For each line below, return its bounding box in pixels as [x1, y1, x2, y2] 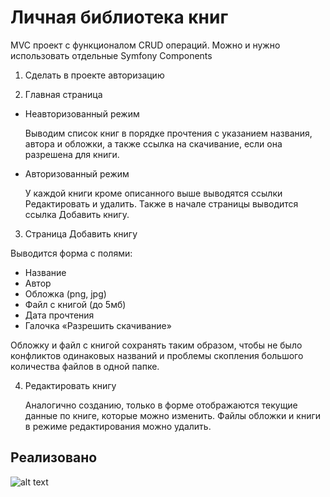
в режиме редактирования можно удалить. [24, 420, 212, 432]
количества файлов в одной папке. [10, 360, 160, 372]
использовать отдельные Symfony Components [10, 49, 213, 61]
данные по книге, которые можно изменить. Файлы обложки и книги [24, 409, 322, 421]
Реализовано [10, 449, 98, 466]
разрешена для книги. [24, 148, 120, 160]
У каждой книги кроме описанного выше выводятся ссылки [24, 187, 283, 199]
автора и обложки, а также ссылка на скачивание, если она [24, 137, 283, 150]
